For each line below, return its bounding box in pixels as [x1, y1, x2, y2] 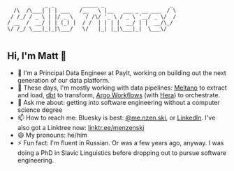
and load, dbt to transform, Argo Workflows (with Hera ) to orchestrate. [17, 90, 221, 99]
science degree [17, 106, 63, 114]
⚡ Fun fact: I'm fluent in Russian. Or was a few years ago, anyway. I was [17, 138, 224, 147]
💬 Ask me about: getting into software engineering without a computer [17, 98, 220, 106]
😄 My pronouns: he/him [17, 131, 87, 139]
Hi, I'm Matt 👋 [7, 50, 67, 62]
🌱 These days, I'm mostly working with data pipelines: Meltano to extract [17, 83, 227, 92]
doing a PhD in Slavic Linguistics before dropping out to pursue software [17, 148, 227, 157]
